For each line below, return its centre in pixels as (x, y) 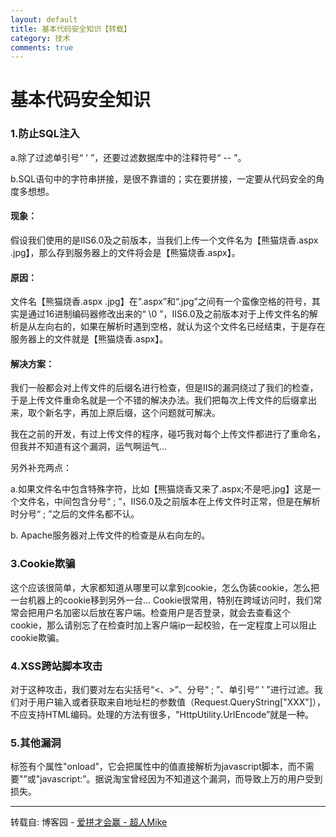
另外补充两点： (41, 468)
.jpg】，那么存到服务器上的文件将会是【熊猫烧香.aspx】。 (125, 252)
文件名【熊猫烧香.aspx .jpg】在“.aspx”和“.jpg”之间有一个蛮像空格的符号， (161, 302)
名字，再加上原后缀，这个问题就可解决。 (137, 413)
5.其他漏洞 (36, 743)
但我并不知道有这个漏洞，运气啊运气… (89, 447)
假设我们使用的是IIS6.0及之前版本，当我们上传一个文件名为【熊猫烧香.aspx (164, 240)
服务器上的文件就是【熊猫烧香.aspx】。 (89, 339)
